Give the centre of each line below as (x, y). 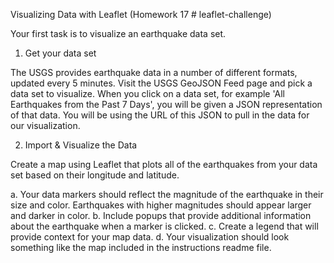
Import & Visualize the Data (81, 145)
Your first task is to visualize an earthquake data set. (118, 33)
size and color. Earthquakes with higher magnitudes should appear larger (161, 205)
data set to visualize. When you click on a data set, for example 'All (147, 93)
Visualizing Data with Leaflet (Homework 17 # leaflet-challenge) (141, 14)
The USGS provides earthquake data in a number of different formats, (154, 72)
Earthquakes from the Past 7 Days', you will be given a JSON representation (166, 104)
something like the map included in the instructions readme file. (141, 247)
